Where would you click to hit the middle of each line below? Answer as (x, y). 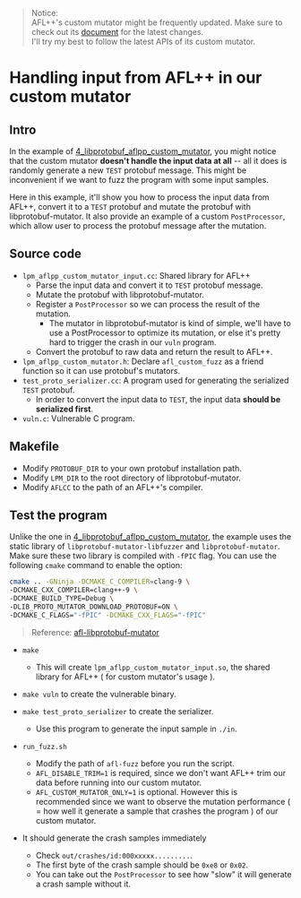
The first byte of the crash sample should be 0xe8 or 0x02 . (142, 865)
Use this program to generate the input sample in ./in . (136, 729)
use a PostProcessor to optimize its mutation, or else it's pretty (165, 332)
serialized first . (64, 409)
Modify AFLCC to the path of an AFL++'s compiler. (112, 487)
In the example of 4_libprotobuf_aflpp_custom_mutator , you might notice (143, 151)
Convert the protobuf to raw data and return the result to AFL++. (154, 351)
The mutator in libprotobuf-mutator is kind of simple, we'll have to (170, 323)
